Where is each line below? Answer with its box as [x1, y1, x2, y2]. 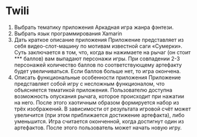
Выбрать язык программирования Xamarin [14, 30, 122, 37]
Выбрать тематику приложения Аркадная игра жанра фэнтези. [14, 24, 174, 31]
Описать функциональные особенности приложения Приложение [14, 74, 181, 81]
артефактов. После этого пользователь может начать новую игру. [14, 124, 182, 131]
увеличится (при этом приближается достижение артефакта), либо [14, 111, 185, 119]
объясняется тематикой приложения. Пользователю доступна [14, 86, 172, 93]
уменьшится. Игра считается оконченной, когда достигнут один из [14, 118, 184, 125]
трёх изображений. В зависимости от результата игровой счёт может [14, 105, 191, 112]
